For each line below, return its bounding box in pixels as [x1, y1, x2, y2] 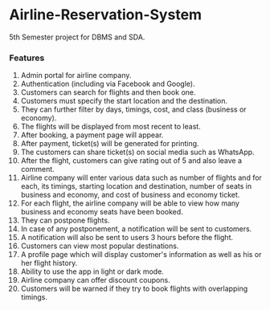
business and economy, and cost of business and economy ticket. [20, 190, 240, 200]
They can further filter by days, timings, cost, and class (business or [20, 104, 247, 114]
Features [9, 52, 45, 63]
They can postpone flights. [20, 215, 110, 226]
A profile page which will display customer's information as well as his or [20, 250, 262, 259]
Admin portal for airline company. [20, 71, 132, 80]
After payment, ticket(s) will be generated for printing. [20, 139, 199, 149]
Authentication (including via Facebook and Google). [20, 79, 195, 89]
